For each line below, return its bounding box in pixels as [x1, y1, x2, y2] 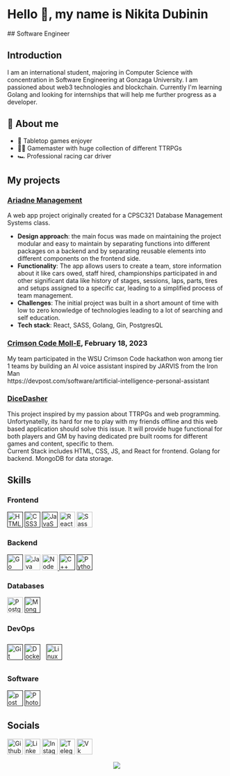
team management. [17, 291, 73, 300]
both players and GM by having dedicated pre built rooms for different [7, 432, 208, 440]
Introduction [7, 50, 63, 61]
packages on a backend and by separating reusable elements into [17, 247, 206, 255]
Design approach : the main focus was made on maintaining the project [17, 232, 222, 241]
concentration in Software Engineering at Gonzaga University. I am [7, 75, 198, 84]
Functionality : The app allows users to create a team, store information [17, 261, 222, 271]
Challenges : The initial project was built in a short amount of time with [17, 299, 219, 307]
